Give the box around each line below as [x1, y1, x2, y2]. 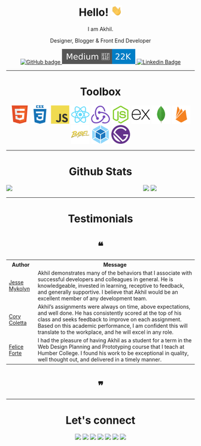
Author [11, 261, 30, 268]
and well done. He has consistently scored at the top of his [38, 309, 182, 317]
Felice [8, 343, 24, 351]
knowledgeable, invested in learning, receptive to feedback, [38, 282, 184, 289]
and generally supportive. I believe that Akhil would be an [38, 288, 178, 296]
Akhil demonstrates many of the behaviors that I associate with [38, 269, 193, 276]
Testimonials [68, 212, 133, 226]
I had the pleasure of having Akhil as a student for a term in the [38, 337, 192, 344]
